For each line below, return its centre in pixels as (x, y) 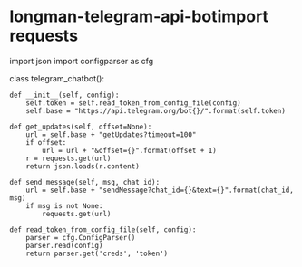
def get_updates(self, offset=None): (81, 127)
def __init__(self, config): (64, 95)
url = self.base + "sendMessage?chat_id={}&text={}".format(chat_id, (160, 190)
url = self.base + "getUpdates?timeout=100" (111, 134)
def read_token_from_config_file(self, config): (103, 229)
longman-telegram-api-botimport (139, 17)
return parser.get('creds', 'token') (97, 253)
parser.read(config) (64, 245)
